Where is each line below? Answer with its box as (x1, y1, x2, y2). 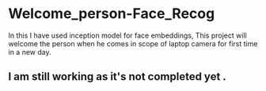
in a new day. (8, 47, 51, 56)
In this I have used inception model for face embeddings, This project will (8, 31, 247, 40)
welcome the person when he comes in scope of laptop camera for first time (8, 38, 258, 48)
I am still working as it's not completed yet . (8, 70, 227, 83)
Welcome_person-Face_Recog (8, 5, 215, 23)
